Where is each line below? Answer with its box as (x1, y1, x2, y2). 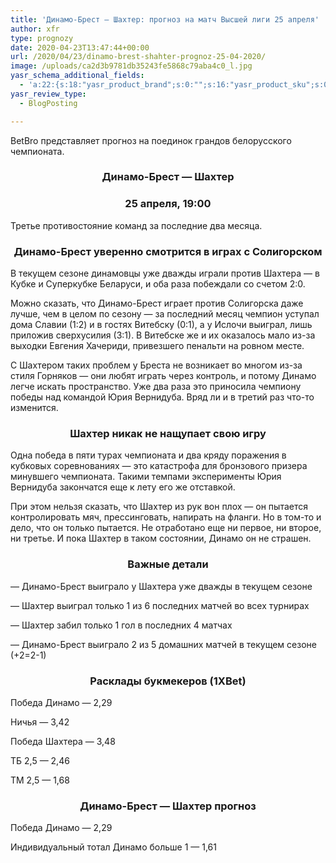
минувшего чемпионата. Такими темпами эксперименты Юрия (10, 471, 282, 483)
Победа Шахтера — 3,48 (10, 735, 116, 747)
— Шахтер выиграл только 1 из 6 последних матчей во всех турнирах (10, 599, 310, 611)
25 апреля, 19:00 (124, 197, 212, 211)
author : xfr (10, 24, 60, 34)
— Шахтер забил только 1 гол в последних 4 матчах (10, 619, 233, 631)
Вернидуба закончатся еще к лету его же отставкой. (10, 481, 236, 493)
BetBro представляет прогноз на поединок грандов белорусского (10, 134, 292, 146)
